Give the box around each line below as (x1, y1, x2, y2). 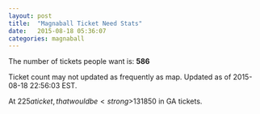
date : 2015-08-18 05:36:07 (8, 27, 107, 35)
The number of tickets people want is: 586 (8, 57, 150, 66)
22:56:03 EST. (29, 81, 78, 91)
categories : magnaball (8, 34, 85, 43)
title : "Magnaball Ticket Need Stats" (8, 19, 143, 27)
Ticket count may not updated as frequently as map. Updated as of (8, 72, 232, 82)
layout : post (8, 11, 52, 20)
